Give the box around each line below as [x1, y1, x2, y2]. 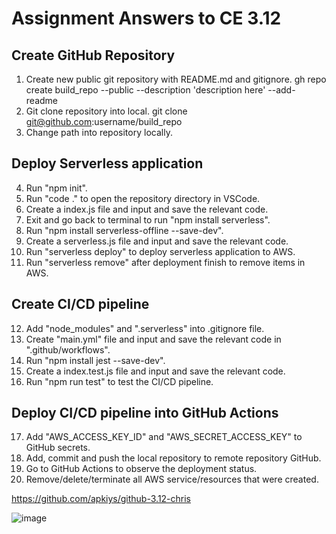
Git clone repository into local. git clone [25, 105, 188, 117]
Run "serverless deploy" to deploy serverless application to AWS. [25, 245, 296, 257]
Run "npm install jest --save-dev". [25, 354, 166, 366]
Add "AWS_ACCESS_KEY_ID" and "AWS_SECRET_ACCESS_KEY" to [25, 431, 303, 443]
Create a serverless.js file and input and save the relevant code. [25, 235, 289, 247]
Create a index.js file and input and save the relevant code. [25, 203, 269, 215]
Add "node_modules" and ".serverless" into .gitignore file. [25, 322, 265, 334]
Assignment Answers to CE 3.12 [11, 7, 282, 30]
